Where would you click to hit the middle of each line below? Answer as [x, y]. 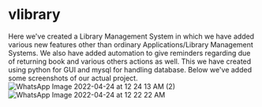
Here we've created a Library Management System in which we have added [131, 36]
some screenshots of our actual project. [73, 78]
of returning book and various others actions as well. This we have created [130, 61]
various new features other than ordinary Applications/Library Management [131, 44]
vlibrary [34, 15]
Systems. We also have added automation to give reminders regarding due [129, 53]
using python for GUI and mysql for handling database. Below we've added [130, 69]
